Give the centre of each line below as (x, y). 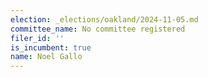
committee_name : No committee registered (98, 29)
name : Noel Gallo (46, 57)
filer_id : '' (37, 38)
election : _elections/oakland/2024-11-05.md (104, 19)
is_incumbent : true (51, 47)
